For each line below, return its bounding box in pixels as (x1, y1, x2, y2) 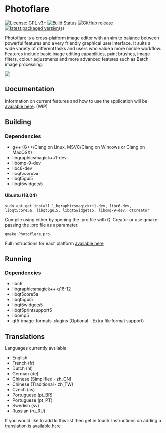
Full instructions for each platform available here (5, 240, 104, 246)
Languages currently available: (5, 346, 68, 351)
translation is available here (5, 423, 61, 429)
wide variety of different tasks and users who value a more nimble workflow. (5, 45, 161, 51)
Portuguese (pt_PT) (12, 397, 53, 403)
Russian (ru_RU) (12, 408, 46, 414)
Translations (5, 332, 45, 341)
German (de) (12, 371, 39, 377)
